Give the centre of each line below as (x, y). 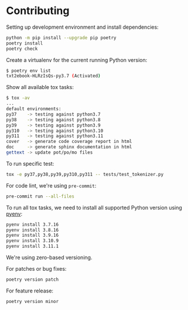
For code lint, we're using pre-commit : (51, 185)
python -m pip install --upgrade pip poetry (61, 38)
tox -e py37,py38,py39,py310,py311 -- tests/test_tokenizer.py (85, 174)
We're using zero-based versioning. (49, 258)
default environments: (34, 109)
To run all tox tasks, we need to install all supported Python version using (94, 207)
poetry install (25, 43)
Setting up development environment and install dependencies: (83, 27)
